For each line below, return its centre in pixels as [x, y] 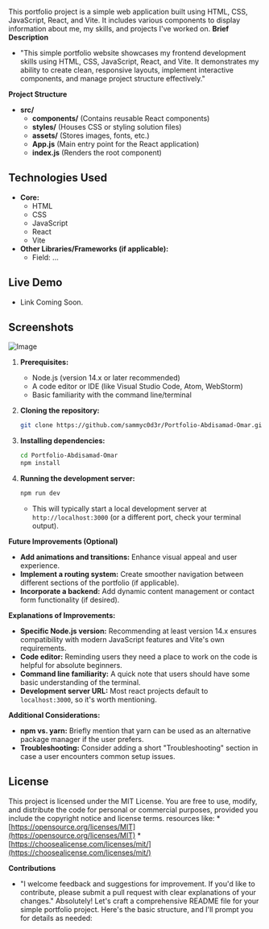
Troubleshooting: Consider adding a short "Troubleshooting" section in [139, 748]
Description [29, 37]
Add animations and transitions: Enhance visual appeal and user [128, 557]
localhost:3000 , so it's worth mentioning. [88, 699]
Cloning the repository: [60, 411]
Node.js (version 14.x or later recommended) [106, 378]
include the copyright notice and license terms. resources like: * [114, 818]
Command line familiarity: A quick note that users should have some [135, 674]
